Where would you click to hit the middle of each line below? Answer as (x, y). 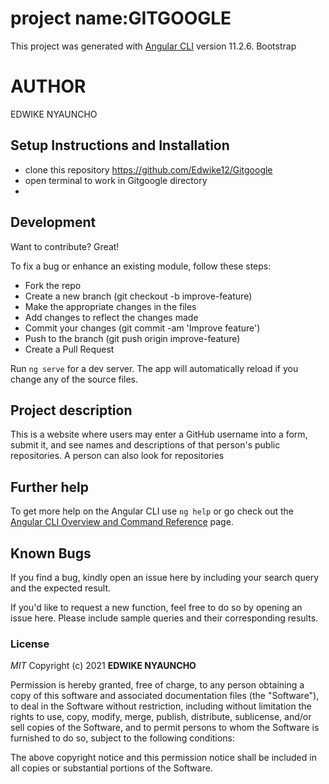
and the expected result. (61, 588)
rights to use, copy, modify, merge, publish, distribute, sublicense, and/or (161, 717)
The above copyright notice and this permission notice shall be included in (163, 758)
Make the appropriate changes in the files (110, 306)
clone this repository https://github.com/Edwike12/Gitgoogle (148, 169)
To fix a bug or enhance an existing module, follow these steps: (141, 266)
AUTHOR (48, 86)
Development (53, 222)
